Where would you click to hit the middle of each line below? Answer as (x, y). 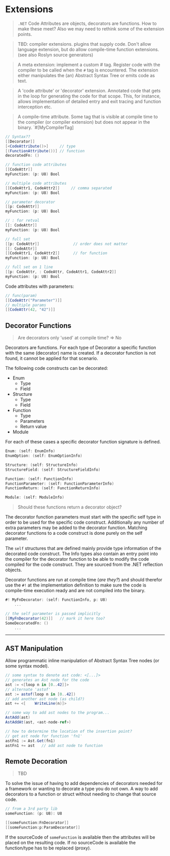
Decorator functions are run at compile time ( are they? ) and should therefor (84, 580)
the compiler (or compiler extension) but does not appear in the (84, 122)
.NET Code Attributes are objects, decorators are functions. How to (87, 23)
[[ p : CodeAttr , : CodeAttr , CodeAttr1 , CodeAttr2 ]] (61, 272)
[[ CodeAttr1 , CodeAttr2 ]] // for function (56, 253)
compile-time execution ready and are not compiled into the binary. (75, 591)
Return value (33, 427)
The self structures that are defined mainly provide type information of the (83, 549)
